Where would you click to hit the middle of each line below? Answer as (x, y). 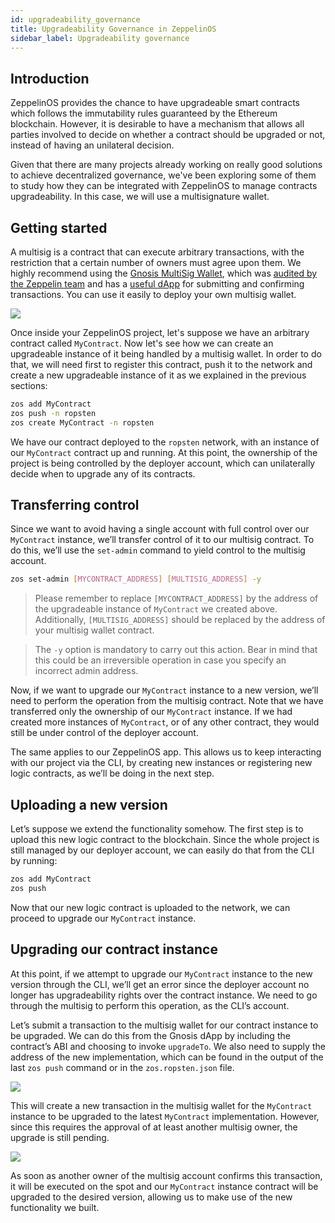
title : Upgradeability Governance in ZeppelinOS (113, 29)
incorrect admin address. (86, 671)
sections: (29, 385)
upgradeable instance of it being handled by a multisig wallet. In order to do (166, 354)
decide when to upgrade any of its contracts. (103, 473)
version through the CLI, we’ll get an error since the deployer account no (160, 984)
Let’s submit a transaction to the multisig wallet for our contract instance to (164, 1025)
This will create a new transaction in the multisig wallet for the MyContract (161, 1105)
